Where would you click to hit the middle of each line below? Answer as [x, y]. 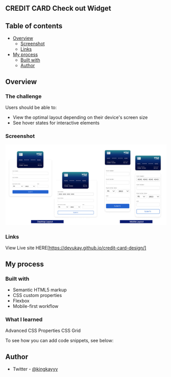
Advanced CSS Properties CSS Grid [43, 331]
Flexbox [21, 301]
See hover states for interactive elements [56, 123]
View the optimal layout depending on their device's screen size [80, 117]
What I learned [24, 320]
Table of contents [34, 26]
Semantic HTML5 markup [40, 290]
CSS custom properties [37, 295]
